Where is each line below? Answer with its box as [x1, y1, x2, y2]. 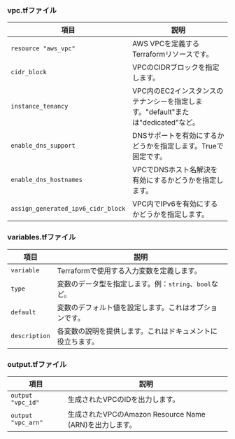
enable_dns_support [10, 141, 76, 150]
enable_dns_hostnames [10, 176, 83, 184]
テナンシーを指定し [131, 97, 196, 106]
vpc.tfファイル [7, 5, 57, 15]
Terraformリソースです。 [131, 50, 213, 60]
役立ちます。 [57, 337, 99, 347]
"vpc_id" [10, 398, 40, 406]
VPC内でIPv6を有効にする [131, 199, 218, 209]
